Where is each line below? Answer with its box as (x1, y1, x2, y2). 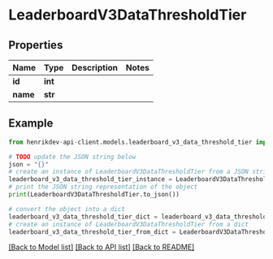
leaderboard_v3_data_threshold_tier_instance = (8, 175, 173, 183)
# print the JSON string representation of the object (8, 183, 198, 192)
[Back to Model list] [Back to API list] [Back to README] (8, 242, 195, 253)
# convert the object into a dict (8, 205, 126, 213)
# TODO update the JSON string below (8, 153, 136, 161)
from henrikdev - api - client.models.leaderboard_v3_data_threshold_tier (8, 138, 253, 146)
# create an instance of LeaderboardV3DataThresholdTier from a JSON (8, 168, 249, 176)
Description (71, 63, 118, 73)
